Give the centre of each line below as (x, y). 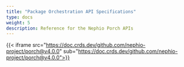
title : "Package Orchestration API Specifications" (71, 12)
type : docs (20, 17)
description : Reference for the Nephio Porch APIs (70, 28)
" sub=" (69, 52)
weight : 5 (18, 23)
